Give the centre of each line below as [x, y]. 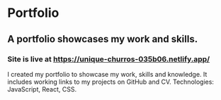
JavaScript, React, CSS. [42, 89]
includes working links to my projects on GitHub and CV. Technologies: [111, 82]
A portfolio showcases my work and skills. [103, 39]
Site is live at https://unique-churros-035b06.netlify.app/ [109, 59]
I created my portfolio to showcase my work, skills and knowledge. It [107, 74]
